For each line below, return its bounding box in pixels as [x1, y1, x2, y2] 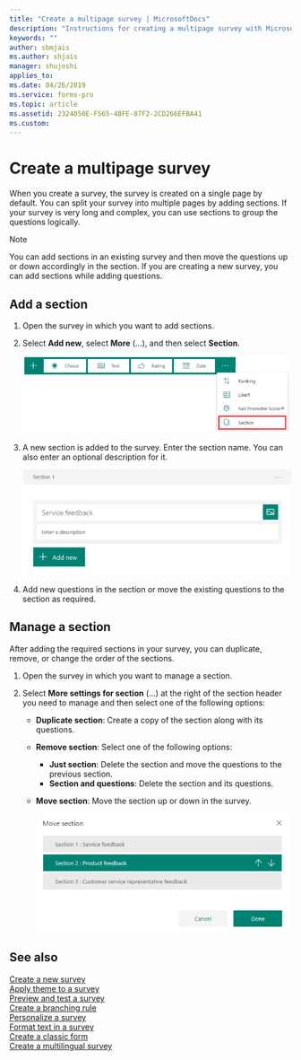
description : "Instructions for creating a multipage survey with [9, 23, 262, 33]
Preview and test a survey [9, 993, 105, 1003]
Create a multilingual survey [9, 1040, 113, 1051]
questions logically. [9, 216, 81, 228]
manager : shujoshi [9, 62, 78, 71]
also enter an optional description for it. [21, 451, 168, 462]
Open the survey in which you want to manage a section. [21, 670, 233, 681]
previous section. [48, 768, 114, 779]
